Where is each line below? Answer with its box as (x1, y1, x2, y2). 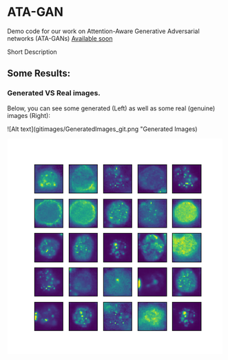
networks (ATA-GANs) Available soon (7, 34, 113, 42)
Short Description (7, 48, 57, 56)
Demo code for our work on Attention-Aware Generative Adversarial (7, 27, 200, 35)
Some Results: (7, 68, 71, 79)
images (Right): (7, 111, 50, 119)
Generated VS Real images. (7, 88, 101, 98)
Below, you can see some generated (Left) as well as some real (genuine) (7, 104, 216, 112)
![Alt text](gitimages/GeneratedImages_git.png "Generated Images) (7, 125, 198, 133)
